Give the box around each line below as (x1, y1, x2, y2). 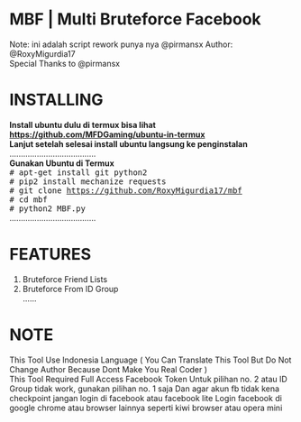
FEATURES (9, 244, 92, 265)
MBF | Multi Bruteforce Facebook (9, 9, 261, 30)
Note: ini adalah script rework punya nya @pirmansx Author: (9, 39, 233, 50)
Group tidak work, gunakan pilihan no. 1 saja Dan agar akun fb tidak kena (9, 383, 280, 394)
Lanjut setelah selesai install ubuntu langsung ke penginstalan (9, 138, 248, 149)
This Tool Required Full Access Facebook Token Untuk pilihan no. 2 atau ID (9, 373, 288, 384)
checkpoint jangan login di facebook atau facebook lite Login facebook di (9, 392, 282, 403)
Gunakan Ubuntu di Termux (9, 158, 114, 169)
